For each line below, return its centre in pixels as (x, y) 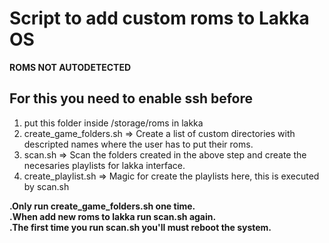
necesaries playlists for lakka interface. (104, 165)
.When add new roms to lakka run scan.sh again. (113, 216)
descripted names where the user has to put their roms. (138, 144)
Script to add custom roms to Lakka (159, 18)
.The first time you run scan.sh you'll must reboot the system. (140, 227)
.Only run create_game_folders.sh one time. (102, 206)
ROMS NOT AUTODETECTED (70, 67)
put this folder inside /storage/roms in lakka (113, 123)
